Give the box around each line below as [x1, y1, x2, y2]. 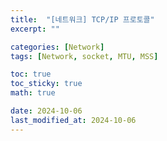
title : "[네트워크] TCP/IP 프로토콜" [10, 14, 155, 25]
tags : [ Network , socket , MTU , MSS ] [10, 51, 159, 61]
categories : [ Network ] [10, 42, 105, 52]
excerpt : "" [10, 24, 60, 34]
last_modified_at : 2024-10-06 [10, 115, 137, 125]
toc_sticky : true [10, 79, 83, 89]
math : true [10, 88, 56, 98]
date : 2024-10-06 [10, 106, 83, 116]
